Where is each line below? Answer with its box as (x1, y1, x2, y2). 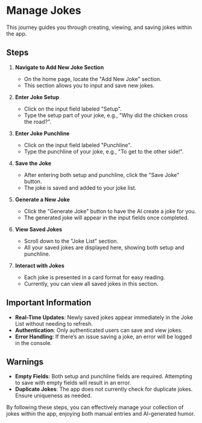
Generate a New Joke (14, 196, 71, 203)
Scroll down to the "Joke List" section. (24, 237, 119, 245)
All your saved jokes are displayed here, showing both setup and (24, 244, 185, 251)
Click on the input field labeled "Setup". (24, 105, 122, 112)
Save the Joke (14, 160, 52, 167)
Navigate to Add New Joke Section (14, 63, 104, 71)
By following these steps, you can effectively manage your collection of (6, 404, 184, 411)
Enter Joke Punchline (14, 129, 70, 137)
